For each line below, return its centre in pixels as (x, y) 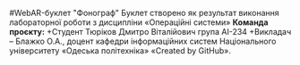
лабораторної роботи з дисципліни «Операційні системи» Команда (139, 22)
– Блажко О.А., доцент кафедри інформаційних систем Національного (143, 41)
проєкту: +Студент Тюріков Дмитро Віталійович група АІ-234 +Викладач (150, 32)
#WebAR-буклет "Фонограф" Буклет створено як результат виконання (144, 13)
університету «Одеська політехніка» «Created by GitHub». (120, 51)
